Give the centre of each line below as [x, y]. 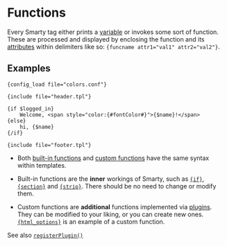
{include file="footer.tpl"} [49, 145]
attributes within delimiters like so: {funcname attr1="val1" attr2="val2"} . [114, 46]
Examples [29, 68]
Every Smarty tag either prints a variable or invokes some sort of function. [113, 32]
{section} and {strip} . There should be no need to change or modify [117, 186]
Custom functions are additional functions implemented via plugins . [115, 207]
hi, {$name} [37, 127]
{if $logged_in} [31, 109]
